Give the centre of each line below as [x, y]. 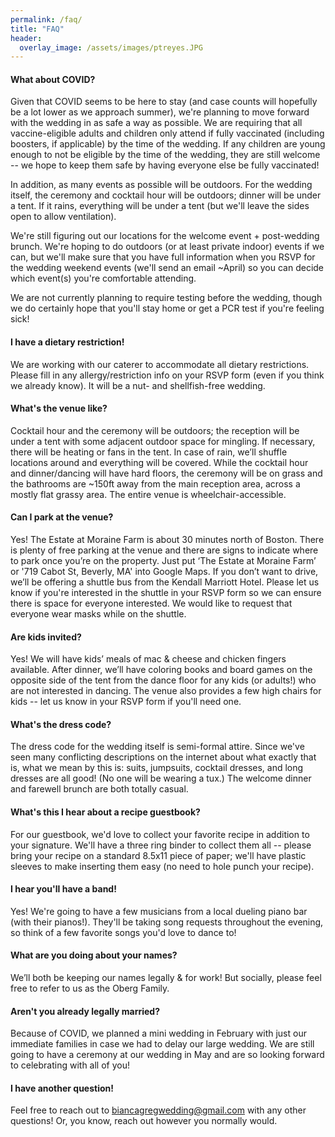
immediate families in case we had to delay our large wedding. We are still [162, 1044]
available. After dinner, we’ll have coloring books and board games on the [161, 670]
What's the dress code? [61, 724]
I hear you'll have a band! [63, 889]
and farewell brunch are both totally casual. [99, 789]
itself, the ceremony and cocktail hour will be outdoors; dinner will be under [166, 195]
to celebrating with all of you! [70, 1065]
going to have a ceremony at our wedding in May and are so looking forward [167, 1055]
